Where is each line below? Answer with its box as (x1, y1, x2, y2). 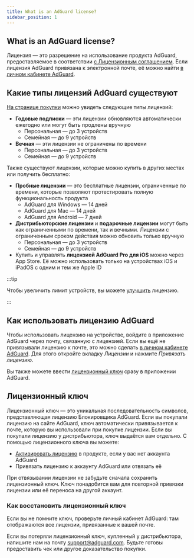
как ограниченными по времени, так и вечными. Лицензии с (15, 226, 169, 233)
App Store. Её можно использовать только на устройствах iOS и (15, 258, 177, 265)
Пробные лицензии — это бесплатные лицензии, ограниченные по (15, 182, 186, 190)
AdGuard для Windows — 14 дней (24, 201, 108, 208)
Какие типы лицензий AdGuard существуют (6, 88, 178, 98)
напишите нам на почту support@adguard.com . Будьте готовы (6, 539, 163, 546)
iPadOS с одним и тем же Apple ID (15, 264, 102, 271)
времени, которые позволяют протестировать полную (15, 188, 154, 195)
